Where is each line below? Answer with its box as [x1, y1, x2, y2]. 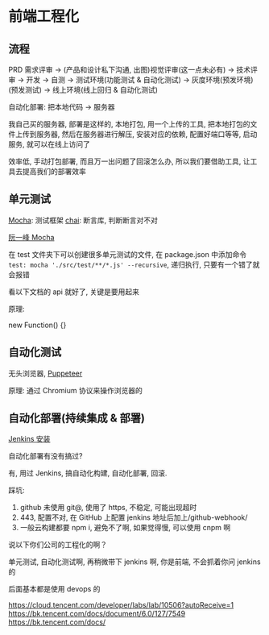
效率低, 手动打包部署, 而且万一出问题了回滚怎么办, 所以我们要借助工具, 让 [8, 156, 250, 166]
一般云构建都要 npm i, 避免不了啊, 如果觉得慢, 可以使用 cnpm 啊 [19, 523, 231, 533]
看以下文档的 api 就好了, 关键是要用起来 [8, 287, 139, 297]
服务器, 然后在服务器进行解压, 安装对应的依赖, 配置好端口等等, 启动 [35, 130, 258, 139]
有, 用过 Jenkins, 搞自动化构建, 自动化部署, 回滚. [8, 468, 168, 478]
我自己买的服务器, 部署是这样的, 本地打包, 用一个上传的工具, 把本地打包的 [8, 119, 250, 129]
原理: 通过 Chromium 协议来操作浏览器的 [8, 385, 143, 395]
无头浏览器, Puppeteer [8, 368, 83, 378]
